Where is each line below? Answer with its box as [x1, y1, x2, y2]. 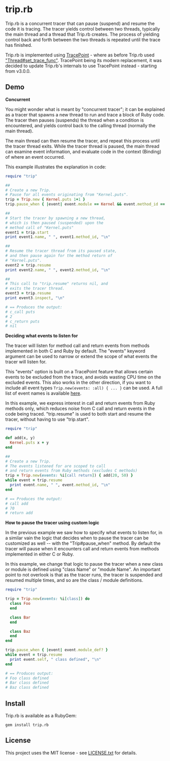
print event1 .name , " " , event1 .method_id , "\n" [5, 235, 110, 240]
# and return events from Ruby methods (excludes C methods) [5, 468, 138, 474]
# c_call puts [5, 309, 36, 314]
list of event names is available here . [5, 390, 81, 396]
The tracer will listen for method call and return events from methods [5, 342, 150, 349]
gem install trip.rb [5, 722, 49, 727]
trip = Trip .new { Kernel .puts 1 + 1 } [5, 197, 86, 202]
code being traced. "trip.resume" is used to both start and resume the [5, 411, 152, 417]
